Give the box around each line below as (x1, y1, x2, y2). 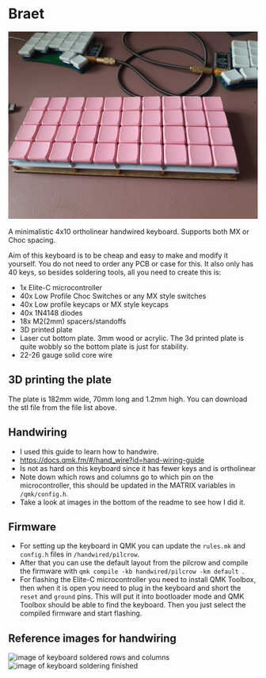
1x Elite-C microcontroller (19, 282, 103, 292)
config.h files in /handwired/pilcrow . (19, 550, 140, 559)
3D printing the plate (8, 373, 112, 387)
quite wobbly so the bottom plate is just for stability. (19, 342, 188, 351)
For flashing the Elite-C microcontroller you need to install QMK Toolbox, (19, 575, 256, 584)
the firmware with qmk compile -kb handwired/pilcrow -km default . (19, 566, 245, 576)
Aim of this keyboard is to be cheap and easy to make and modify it (8, 251, 228, 260)
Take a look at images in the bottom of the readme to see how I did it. (19, 497, 245, 507)
